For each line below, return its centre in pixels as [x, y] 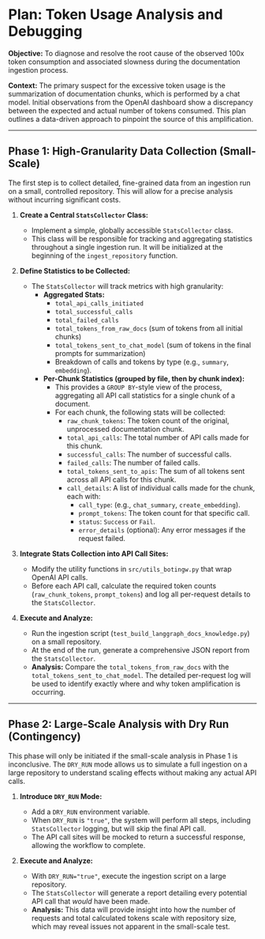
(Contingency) [45, 737]
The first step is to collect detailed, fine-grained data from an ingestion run [129, 183]
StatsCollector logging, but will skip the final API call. [119, 828]
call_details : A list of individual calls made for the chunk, [161, 487]
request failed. [102, 538]
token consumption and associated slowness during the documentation [124, 62]
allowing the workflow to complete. [88, 845]
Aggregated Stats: [74, 294]
